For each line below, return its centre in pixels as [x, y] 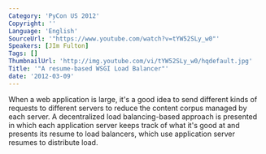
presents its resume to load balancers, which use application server [122, 134]
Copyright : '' [33, 24]
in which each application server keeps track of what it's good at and [124, 125]
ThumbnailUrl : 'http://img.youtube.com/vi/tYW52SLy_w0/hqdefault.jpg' [131, 62]
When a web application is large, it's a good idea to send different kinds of [133, 99]
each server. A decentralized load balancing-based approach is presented [133, 116]
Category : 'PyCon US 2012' [54, 16]
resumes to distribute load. [53, 142]
